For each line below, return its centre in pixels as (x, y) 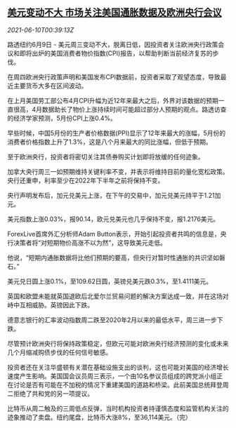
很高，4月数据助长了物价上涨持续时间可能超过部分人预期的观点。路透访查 (120, 109)
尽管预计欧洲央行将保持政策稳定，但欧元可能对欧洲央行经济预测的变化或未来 (118, 343)
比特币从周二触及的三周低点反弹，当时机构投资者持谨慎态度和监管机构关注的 (118, 408)
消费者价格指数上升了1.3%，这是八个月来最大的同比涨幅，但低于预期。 (110, 142)
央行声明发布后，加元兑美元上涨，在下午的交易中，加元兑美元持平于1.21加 (114, 195)
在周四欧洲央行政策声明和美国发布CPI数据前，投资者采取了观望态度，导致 (114, 76)
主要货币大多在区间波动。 (50, 86)
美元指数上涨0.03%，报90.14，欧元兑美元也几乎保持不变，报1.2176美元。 (113, 219)
